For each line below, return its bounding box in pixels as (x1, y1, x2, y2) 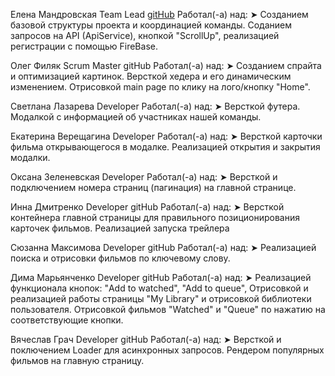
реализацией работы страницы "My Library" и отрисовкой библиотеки (10, 293, 312, 304)
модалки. (10, 152, 51, 163)
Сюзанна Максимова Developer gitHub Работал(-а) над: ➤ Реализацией (10, 242, 317, 253)
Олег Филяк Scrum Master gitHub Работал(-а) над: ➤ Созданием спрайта (10, 60, 322, 71)
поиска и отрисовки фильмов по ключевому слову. (10, 252, 231, 264)
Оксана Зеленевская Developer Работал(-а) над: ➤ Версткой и (10, 171, 278, 183)
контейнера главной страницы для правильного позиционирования (10, 212, 300, 223)
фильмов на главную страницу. (10, 355, 145, 366)
